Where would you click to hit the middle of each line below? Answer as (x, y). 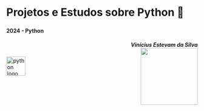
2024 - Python (25, 31)
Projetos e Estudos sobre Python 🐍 (95, 12)
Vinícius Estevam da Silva (164, 44)
